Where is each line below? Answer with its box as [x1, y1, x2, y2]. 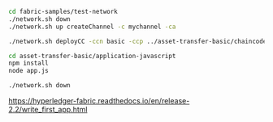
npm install [8, 59, 49, 68]
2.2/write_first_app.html [8, 105, 88, 114]
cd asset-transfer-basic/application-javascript [8, 52, 176, 60]
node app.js [8, 67, 49, 75]
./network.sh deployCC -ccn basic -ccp [8, 37, 144, 45]
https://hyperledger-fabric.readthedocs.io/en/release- [8, 96, 190, 105]
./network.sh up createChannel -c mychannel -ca [8, 23, 176, 31]
